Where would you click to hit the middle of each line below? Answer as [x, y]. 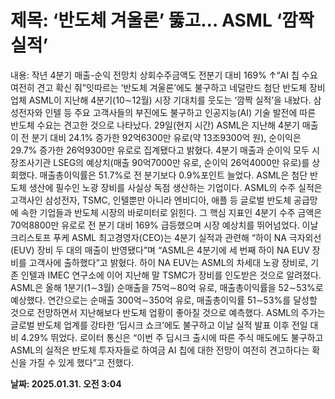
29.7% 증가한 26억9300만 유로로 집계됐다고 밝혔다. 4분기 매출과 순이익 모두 [160, 150]
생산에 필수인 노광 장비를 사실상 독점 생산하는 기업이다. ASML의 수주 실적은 [175, 187]
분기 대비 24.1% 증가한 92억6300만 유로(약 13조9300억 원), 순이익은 [166, 137]
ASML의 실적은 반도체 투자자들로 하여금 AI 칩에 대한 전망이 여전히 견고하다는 [160, 350]
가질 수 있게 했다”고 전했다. [81, 362]
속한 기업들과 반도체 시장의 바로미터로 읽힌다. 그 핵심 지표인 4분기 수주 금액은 [171, 212]
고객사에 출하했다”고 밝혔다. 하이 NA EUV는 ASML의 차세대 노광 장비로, [168, 262]
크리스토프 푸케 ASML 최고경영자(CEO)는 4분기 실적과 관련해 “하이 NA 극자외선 [166, 237]
